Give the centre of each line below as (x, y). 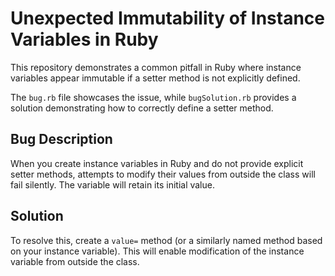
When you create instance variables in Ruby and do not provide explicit (157, 163)
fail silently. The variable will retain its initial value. (112, 184)
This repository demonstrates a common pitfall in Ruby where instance (156, 67)
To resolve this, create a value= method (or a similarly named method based (166, 240)
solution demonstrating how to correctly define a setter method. (142, 108)
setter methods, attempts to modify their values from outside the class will (163, 174)
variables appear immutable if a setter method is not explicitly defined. (155, 78)
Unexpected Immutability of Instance (168, 18)
